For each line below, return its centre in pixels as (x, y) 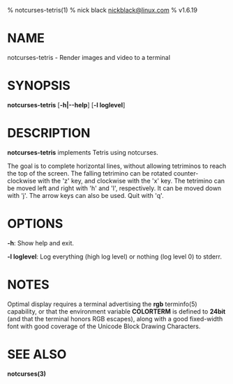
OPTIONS (35, 224)
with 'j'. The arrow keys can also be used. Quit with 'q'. (85, 195)
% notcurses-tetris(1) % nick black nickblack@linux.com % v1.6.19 (102, 10)
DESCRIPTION (49, 133)
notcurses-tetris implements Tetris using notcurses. (83, 152)
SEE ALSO (37, 354)
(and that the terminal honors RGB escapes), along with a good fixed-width (115, 318)
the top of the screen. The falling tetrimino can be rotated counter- (103, 173)
